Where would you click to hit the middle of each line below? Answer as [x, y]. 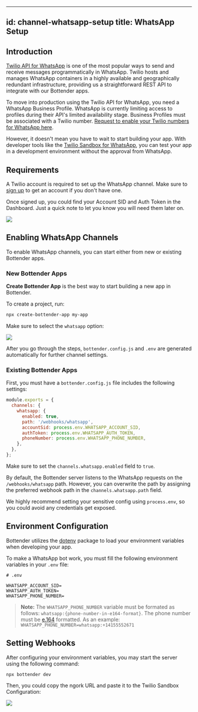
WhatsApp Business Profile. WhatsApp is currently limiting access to [89, 109]
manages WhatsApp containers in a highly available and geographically [93, 78]
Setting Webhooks [41, 643]
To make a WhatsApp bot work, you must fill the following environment [92, 558]
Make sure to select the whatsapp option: [55, 326]
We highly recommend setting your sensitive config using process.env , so [95, 501]
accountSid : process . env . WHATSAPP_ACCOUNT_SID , [81, 427]
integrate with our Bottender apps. [48, 91]
